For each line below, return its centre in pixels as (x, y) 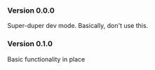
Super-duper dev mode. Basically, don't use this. (78, 26)
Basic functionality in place (46, 59)
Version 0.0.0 (31, 10)
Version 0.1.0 (30, 44)
